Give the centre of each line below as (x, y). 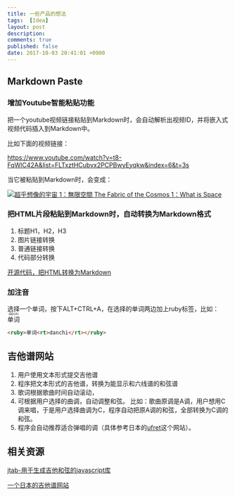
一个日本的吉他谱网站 (38, 485)
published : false (33, 46)
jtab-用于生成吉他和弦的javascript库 (59, 470)
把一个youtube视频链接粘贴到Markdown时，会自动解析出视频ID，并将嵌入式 (118, 120)
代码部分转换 (36, 257)
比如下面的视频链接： (38, 143)
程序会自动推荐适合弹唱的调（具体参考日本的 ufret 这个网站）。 (106, 427)
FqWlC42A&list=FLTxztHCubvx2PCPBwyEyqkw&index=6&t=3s (99, 165)
